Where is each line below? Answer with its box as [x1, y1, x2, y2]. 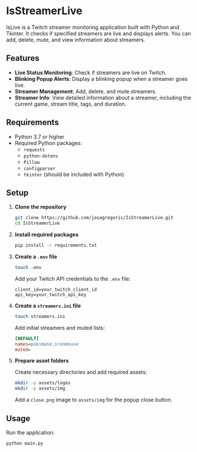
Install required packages [14, 231, 78, 238]
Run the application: [6, 429, 55, 436]
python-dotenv [23, 153, 58, 159]
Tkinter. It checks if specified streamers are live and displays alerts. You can [6, 30, 192, 37]
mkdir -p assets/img [14, 385, 65, 392]
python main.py [6, 440, 44, 446]
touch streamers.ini [14, 313, 65, 319]
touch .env [14, 264, 42, 270]
